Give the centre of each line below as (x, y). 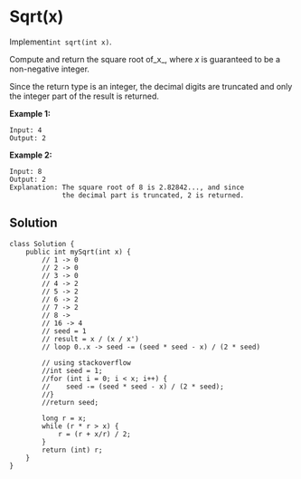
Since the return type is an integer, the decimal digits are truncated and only (151, 86)
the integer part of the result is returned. (85, 96)
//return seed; (71, 402)
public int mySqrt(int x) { (78, 252)
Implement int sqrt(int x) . (61, 42)
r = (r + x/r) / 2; (94, 434)
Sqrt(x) (37, 17)
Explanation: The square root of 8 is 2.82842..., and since (127, 187)
